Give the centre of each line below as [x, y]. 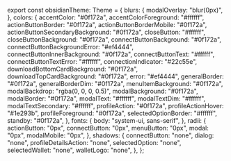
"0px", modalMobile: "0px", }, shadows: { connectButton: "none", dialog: [111, 135]
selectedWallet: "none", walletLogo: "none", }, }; [76, 150]
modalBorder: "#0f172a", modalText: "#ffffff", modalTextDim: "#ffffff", [106, 99]
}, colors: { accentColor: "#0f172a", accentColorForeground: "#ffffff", [106, 17]
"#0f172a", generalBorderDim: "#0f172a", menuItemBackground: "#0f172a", [115, 84]
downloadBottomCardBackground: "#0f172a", [73, 69]
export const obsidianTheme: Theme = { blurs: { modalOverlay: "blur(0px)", [115, 10]
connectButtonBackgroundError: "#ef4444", [71, 47]
